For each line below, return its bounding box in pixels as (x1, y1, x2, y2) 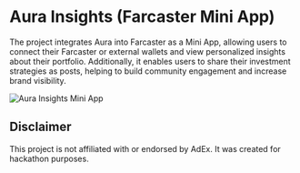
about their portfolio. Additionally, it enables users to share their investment (9, 56, 291, 66)
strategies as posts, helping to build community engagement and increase (9, 66, 287, 76)
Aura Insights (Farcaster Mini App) (9, 6, 275, 27)
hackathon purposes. (9, 153, 89, 164)
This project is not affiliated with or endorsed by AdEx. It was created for (9, 143, 282, 154)
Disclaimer (9, 119, 72, 135)
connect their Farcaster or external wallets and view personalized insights (9, 46, 286, 56)
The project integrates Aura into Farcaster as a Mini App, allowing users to (9, 36, 287, 47)
